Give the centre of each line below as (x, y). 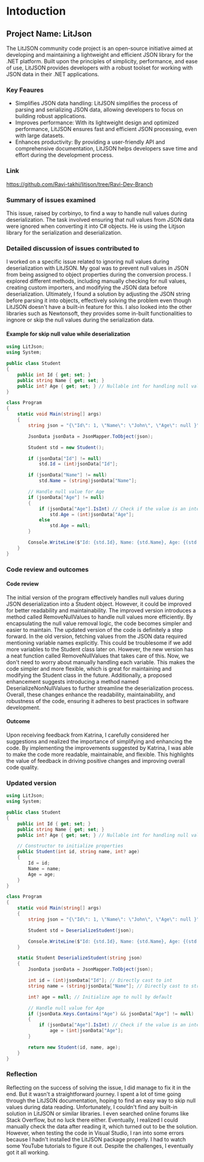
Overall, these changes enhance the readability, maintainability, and (91, 694)
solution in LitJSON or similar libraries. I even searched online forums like (98, 1113)
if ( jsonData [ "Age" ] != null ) (66, 497)
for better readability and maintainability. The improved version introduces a (101, 610)
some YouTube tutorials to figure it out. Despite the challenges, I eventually (100, 1146)
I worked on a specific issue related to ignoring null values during (88, 262)
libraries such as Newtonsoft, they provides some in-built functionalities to (99, 314)
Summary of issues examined (51, 200)
